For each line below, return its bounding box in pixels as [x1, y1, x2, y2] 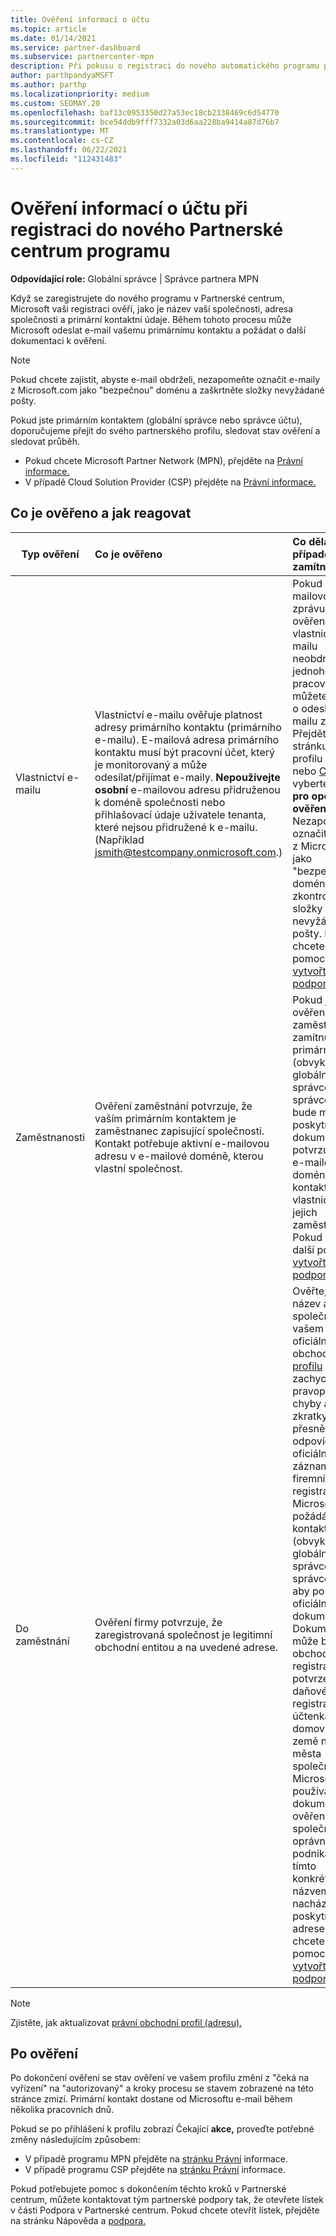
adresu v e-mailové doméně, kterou [94, 1149, 264, 1163]
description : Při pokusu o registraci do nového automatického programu [10, 61, 320, 71]
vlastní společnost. [94, 1161, 183, 1175]
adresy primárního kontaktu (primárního [94, 720, 282, 734]
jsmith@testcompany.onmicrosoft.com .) [94, 845, 283, 859]
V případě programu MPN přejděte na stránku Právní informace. [24, 2153, 289, 2165]
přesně [292, 1421, 326, 1435]
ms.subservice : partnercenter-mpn [10, 52, 155, 62]
